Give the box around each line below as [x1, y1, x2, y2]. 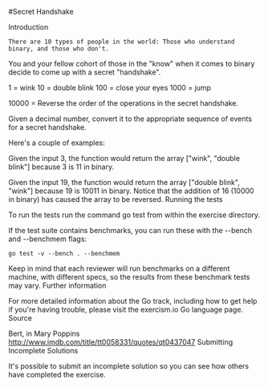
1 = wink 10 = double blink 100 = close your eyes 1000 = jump [8, 83, 211, 92]
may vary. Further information [8, 280, 107, 290]
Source [8, 313, 32, 323]
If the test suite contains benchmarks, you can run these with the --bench [8, 226, 253, 235]
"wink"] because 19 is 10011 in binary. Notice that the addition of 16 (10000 [8, 186, 254, 196]
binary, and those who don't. [8, 45, 110, 53]
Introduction [8, 22, 49, 31]
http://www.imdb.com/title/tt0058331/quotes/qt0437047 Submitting [8, 337, 233, 347]
